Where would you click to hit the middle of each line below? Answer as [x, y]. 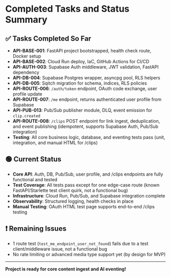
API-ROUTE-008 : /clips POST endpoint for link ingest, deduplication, [86, 121]
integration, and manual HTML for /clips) [55, 143]
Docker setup [27, 56]
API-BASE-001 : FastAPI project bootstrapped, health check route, [82, 51]
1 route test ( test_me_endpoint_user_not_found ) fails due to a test [80, 243]
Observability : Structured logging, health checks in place [73, 201]
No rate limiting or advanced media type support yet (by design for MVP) [89, 254]
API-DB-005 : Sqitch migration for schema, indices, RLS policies [80, 83]
